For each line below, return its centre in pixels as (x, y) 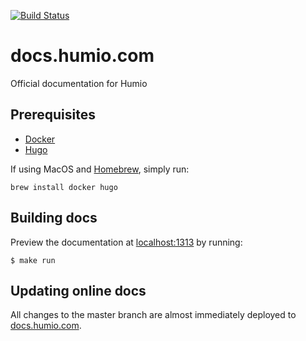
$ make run (33, 260)
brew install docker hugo (64, 187)
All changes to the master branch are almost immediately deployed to (153, 315)
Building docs (54, 218)
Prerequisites (53, 115)
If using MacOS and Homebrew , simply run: (100, 169)
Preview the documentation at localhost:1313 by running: (126, 242)
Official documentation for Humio (79, 83)
